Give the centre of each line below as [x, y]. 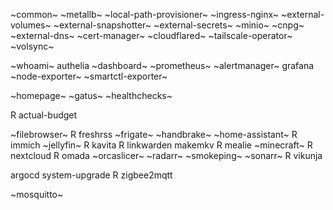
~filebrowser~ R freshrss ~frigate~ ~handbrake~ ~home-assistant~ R [154, 134]
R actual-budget [44, 115]
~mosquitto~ [37, 194]
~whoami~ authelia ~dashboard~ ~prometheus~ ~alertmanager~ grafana [162, 65]
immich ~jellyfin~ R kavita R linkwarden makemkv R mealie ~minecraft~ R [161, 145]
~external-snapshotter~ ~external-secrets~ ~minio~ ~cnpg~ [179, 25]
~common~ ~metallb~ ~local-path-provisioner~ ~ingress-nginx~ [145, 14]
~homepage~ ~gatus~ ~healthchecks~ [91, 95]
